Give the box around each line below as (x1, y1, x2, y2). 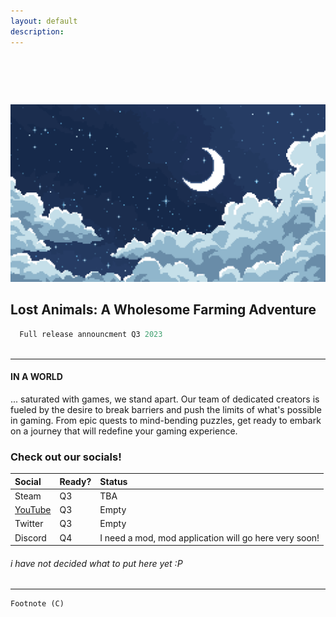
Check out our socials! (10, 450, 122, 464)
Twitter (14, 518, 44, 530)
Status (99, 475, 128, 487)
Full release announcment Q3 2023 (19, 329, 163, 339)
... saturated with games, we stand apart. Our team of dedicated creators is (10, 393, 320, 405)
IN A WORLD (10, 371, 63, 383)
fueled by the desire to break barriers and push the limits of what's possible (10, 403, 322, 415)
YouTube (14, 504, 52, 515)
